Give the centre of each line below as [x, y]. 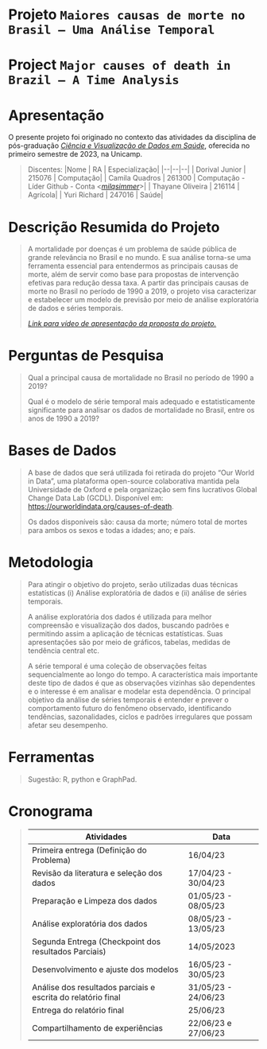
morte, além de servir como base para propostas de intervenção [133, 274]
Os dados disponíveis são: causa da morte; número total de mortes [137, 522]
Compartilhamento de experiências [97, 1028]
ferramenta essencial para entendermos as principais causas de [133, 266]
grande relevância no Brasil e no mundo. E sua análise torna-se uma [139, 258]
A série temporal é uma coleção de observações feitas [117, 666]
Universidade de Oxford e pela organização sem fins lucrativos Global [142, 490]
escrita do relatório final [76, 997]
